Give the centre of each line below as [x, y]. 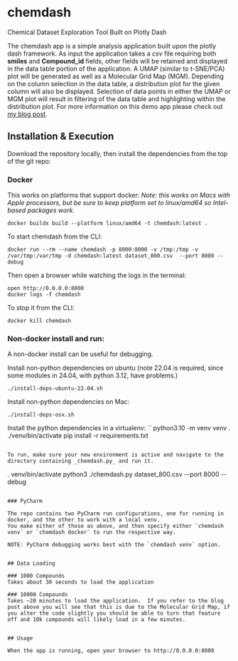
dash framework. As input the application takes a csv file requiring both [112, 53]
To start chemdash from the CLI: [55, 236]
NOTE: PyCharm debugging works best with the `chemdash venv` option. [114, 545]
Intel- [221, 203]
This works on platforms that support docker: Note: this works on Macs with [119, 195]
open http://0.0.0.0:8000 [45, 288]
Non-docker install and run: [56, 338]
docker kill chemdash [39, 321]
